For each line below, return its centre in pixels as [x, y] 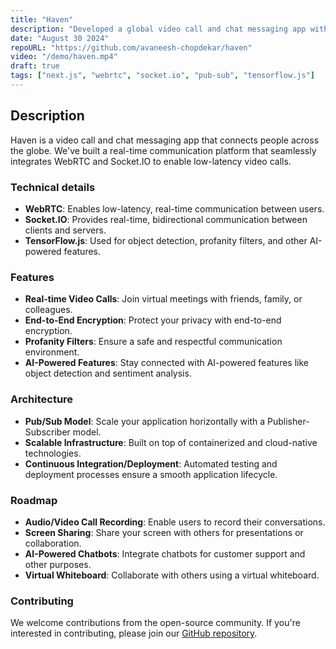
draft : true [35, 66]
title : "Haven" [42, 19]
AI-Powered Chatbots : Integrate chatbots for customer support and [165, 553]
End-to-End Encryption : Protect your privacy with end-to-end [153, 320]
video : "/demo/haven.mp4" [64, 57]
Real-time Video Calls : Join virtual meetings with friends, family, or [163, 299]
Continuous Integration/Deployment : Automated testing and [151, 463]
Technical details [53, 187]
